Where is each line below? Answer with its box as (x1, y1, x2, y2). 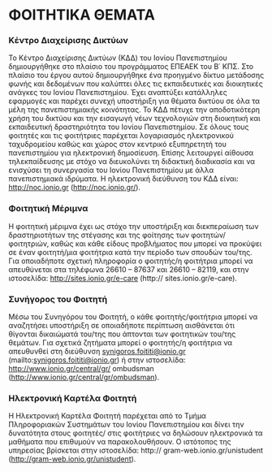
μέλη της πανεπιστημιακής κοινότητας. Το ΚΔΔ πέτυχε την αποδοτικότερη (8, 105, 261, 115)
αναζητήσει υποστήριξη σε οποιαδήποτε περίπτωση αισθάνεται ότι (8, 321, 235, 331)
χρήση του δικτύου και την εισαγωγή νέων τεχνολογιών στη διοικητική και (8, 114, 261, 123)
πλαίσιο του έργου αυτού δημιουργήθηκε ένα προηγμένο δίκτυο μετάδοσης (8, 71, 265, 80)
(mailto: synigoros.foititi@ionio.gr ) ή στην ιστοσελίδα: (8, 355, 187, 365)
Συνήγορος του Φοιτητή (8, 293, 108, 305)
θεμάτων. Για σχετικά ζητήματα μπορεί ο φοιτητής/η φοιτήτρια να (8, 338, 233, 348)
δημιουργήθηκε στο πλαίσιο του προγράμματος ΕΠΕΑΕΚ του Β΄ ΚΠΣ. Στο (8, 62, 254, 71)
